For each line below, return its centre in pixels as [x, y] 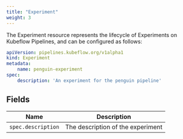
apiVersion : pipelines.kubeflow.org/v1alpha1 [65, 52]
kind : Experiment [28, 58]
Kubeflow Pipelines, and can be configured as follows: [74, 41]
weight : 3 [19, 18]
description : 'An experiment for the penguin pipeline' [90, 80]
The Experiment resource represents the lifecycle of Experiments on [92, 35]
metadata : [19, 64]
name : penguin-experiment [50, 69]
